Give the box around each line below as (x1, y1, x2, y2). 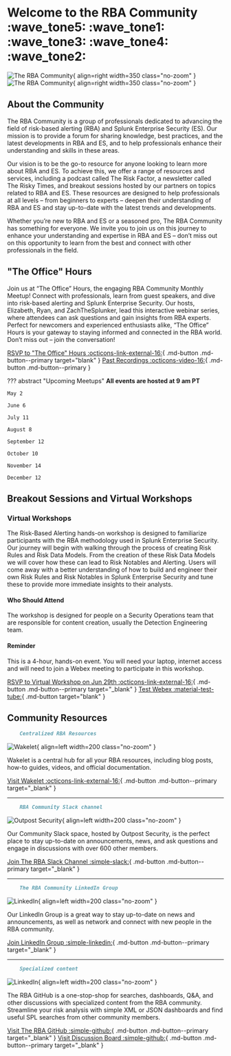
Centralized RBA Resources (19, 731, 97, 737)
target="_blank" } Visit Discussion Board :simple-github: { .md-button (7, 1033, 202, 1042)
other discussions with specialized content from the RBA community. (7, 998, 203, 1006)
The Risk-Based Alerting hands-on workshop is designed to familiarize (7, 529, 208, 537)
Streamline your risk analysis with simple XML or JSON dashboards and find (7, 1006, 223, 1014)
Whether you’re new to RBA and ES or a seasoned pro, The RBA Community (7, 217, 223, 225)
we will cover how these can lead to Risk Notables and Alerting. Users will (7, 559, 217, 567)
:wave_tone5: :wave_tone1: (7, 19, 165, 35)
